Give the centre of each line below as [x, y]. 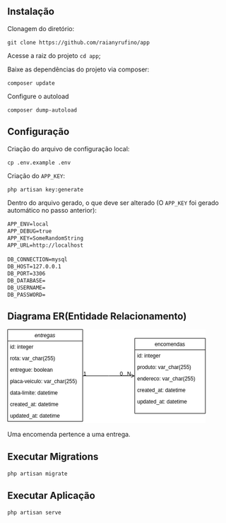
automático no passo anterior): [52, 210]
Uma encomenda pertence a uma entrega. [69, 435]
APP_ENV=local [28, 224]
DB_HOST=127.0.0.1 [34, 266]
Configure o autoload [38, 96]
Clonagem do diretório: [41, 28]
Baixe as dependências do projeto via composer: [78, 69]
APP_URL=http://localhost [45, 245]
